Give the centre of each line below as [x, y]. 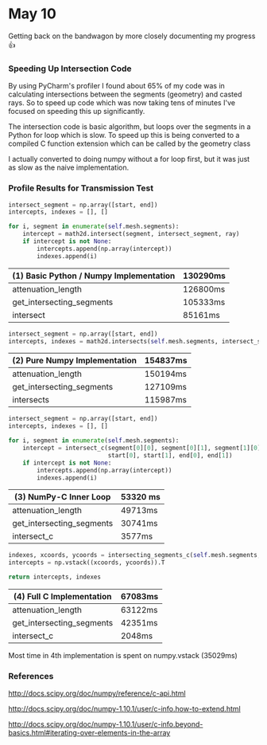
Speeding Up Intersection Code [70, 69]
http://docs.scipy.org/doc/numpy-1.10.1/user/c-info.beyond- [106, 724]
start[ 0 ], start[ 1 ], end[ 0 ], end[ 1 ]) [170, 455]
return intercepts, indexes [55, 577]
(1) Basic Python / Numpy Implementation [94, 276]
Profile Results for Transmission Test [81, 188]
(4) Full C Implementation [62, 597]
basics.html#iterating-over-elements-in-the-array [89, 733]
